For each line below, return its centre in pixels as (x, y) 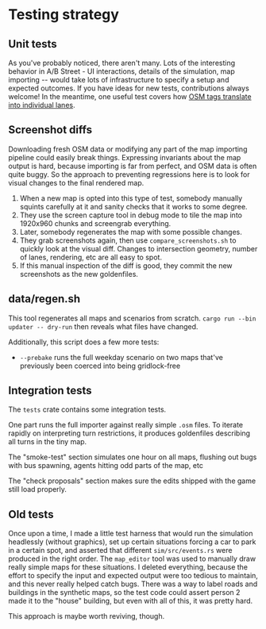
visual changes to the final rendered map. (76, 182)
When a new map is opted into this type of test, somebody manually (131, 198)
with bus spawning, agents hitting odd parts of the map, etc (106, 466)
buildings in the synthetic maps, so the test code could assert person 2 (124, 593)
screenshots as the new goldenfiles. (79, 274)
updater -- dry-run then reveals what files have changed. (103, 326)
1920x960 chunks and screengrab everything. (95, 223)
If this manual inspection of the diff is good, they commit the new (126, 265)
